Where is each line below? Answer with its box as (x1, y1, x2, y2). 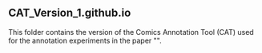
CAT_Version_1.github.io (8, 6, 131, 20)
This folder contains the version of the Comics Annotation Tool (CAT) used (8, 27, 254, 36)
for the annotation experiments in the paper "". (8, 36, 162, 45)
